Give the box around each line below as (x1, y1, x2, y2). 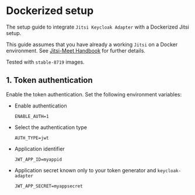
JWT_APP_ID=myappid (14, 156, 62, 162)
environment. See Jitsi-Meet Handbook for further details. (6, 47, 146, 54)
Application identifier (14, 145, 65, 152)
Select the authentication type (14, 124, 88, 131)
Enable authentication (14, 102, 67, 109)
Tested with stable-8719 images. (6, 58, 85, 65)
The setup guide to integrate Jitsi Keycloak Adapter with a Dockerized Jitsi (6, 23, 190, 30)
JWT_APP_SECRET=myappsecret (14, 183, 83, 189)
